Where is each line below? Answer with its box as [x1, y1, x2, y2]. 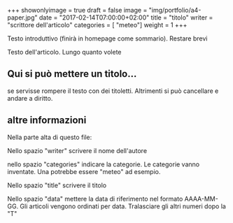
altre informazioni [7, 115, 87, 127]
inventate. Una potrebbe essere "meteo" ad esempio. [7, 167, 161, 175]
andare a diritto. [7, 94, 53, 102]
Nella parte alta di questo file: [7, 133, 92, 141]
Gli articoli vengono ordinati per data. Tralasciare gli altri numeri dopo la [20, 202, 226, 210]
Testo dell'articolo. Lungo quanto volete [7, 48, 122, 56]
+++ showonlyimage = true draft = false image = [7, 6, 148, 14]
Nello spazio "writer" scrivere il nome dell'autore [7, 146, 148, 154]
